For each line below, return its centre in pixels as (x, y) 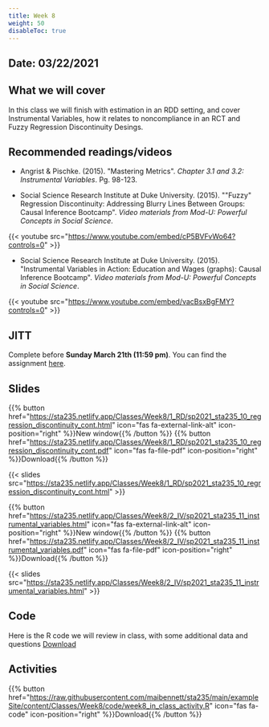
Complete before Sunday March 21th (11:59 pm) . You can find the (118, 355)
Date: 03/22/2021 (53, 63)
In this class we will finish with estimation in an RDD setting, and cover (124, 110)
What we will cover (57, 90)
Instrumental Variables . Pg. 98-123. (79, 180)
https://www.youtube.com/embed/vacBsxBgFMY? (151, 302)
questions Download (42, 644)
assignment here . (37, 363)
